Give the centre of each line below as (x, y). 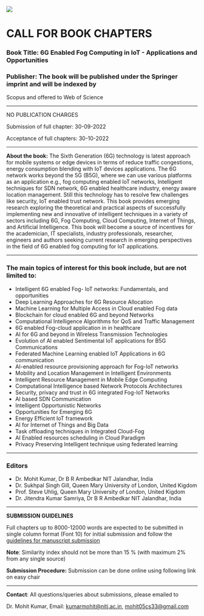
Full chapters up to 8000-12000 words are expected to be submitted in (95, 527)
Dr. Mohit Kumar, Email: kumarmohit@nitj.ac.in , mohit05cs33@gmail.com (98, 606)
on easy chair (23, 577)
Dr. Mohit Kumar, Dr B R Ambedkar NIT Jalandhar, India (84, 479)
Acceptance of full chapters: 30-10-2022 (58, 138)
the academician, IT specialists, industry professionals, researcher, (90, 234)
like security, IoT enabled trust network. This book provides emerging (93, 201)
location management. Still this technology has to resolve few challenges (97, 195)
